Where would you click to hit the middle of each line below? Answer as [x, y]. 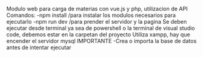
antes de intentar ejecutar [39, 47]
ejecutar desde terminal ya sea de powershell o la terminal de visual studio [101, 28]
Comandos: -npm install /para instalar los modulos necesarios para [91, 15]
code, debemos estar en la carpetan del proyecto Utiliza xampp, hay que [98, 35]
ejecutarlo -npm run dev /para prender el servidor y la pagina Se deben [97, 22]
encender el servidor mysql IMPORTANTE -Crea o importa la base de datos [101, 41]
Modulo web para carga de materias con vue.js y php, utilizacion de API [97, 9]
